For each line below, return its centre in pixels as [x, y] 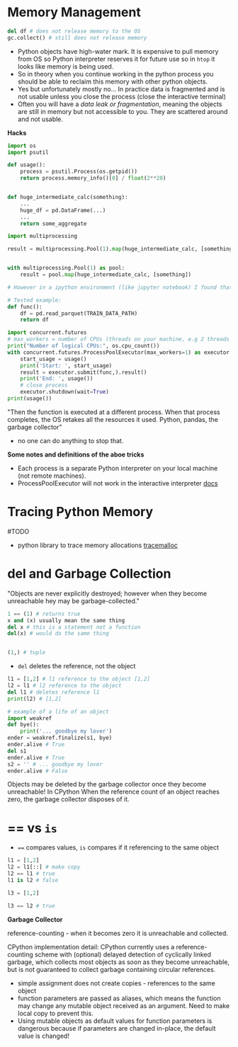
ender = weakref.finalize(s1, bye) [60, 738]
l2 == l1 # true [31, 874]
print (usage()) [30, 399]
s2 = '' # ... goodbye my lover [55, 764]
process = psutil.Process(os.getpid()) [79, 172]
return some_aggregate [53, 224]
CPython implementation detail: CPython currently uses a [91, 946]
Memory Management [74, 12]
